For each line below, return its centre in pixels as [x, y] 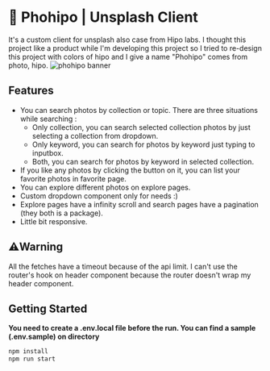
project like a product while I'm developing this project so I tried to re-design [135, 48]
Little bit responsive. [54, 221]
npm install [28, 352]
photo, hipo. [28, 65]
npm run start [32, 359]
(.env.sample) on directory [54, 337]
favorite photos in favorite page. [73, 178]
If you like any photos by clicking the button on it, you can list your [130, 170]
